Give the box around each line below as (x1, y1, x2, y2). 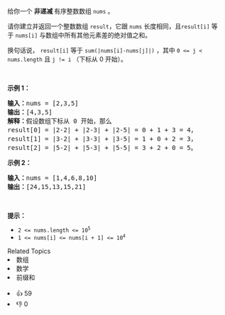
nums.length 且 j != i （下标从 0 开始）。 (7, 55, 128, 63)
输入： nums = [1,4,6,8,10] (7, 174, 98, 182)
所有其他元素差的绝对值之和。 (63, 31, 151, 39)
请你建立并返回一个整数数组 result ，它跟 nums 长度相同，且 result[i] (7, 22, 210, 31)
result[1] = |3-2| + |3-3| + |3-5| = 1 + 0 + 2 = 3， (7, 135, 197, 143)
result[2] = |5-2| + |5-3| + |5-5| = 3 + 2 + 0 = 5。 (7, 144, 197, 151)
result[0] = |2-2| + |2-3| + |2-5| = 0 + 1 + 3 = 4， (7, 126, 197, 134)
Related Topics (7, 247, 51, 255)
